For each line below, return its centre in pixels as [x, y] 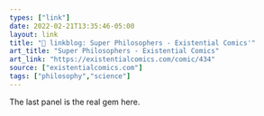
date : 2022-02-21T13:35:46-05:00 [72, 26]
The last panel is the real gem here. [75, 102]
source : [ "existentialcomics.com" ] [76, 68]
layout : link [34, 34]
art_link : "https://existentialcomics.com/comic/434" [113, 59]
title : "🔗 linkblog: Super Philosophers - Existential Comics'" [132, 43]
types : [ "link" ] [40, 18]
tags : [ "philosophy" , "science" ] [70, 76]
